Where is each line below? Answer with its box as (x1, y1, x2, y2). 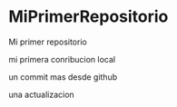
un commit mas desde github (8, 71, 118, 83)
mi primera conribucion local (8, 53, 115, 64)
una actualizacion (8, 89, 74, 100)
